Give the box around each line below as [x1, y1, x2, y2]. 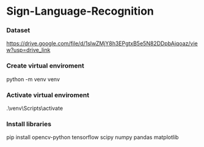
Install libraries [6, 120, 52, 128]
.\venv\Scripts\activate [6, 105, 63, 112]
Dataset [6, 26, 31, 35]
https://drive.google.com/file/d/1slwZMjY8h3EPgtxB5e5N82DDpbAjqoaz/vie [6, 40, 198, 47]
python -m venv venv [6, 75, 60, 83]
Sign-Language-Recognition [6, 4, 155, 18]
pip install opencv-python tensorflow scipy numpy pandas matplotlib [6, 134, 179, 141]
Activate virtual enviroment [6, 90, 90, 99]
